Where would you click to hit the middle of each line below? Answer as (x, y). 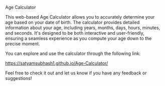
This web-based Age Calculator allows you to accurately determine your (80, 17)
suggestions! (19, 78)
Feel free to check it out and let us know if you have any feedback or (76, 73)
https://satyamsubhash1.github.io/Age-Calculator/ (57, 63)
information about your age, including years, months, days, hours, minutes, (83, 28)
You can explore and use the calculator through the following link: (73, 53)
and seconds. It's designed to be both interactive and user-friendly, (75, 33)
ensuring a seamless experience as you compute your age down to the (78, 38)
